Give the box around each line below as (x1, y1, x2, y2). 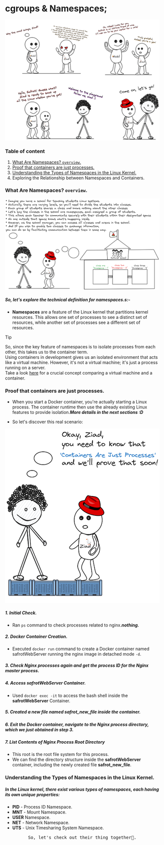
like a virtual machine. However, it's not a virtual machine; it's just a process (5, 360, 158, 366)
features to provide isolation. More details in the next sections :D (12, 409, 143, 415)
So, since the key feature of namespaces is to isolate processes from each (5, 344, 156, 350)
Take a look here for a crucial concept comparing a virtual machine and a (5, 370, 153, 376)
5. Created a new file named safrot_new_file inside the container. (5, 709, 141, 715)
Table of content (5, 148, 45, 155)
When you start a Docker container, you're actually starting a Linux (12, 399, 147, 405)
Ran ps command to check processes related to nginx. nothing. (12, 622, 140, 628)
